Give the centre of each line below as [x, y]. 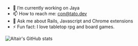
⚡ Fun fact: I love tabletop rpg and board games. [64, 27]
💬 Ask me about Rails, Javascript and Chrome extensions [73, 21]
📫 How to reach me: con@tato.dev [50, 14]
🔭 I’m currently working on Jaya [46, 8]
